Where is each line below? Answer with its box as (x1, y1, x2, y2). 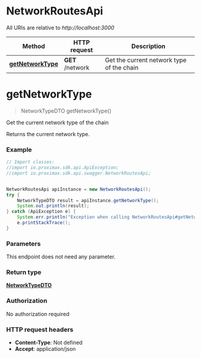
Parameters (6, 239, 41, 248)
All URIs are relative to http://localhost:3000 (6, 24, 115, 31)
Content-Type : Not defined (14, 339, 83, 346)
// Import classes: (6, 159, 55, 166)
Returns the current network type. (6, 130, 90, 137)
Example (6, 145, 32, 154)
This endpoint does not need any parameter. (6, 253, 115, 260)
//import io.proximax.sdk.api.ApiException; (6, 165, 119, 171)
